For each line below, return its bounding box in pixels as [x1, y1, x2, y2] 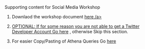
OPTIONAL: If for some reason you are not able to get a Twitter [11, 23, 140, 29]
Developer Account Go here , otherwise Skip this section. [11, 29, 129, 34]
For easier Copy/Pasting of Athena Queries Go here [11, 38, 116, 44]
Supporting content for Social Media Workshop [4, 4, 101, 10]
